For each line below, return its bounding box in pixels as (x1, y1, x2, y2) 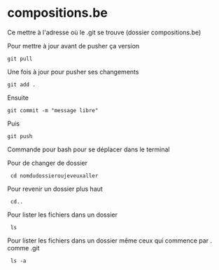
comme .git (7, 243, 40, 252)
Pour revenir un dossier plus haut (7, 184, 103, 193)
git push (7, 133, 33, 140)
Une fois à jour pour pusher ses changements (7, 67, 139, 76)
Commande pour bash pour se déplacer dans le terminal (7, 145, 170, 154)
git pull (7, 55, 33, 62)
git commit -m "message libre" (7, 107, 99, 114)
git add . (7, 81, 36, 88)
